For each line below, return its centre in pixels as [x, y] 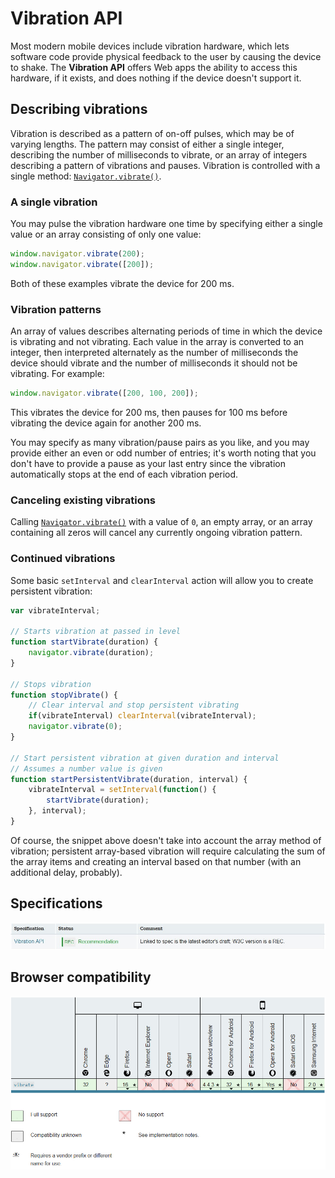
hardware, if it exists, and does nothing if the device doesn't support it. [156, 78]
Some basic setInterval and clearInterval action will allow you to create [162, 580]
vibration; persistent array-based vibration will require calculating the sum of [168, 851]
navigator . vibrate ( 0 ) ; [75, 727]
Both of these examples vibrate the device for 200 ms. [122, 283]
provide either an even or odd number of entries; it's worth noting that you [163, 453]
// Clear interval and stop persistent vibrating [134, 705]
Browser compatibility [81, 977]
